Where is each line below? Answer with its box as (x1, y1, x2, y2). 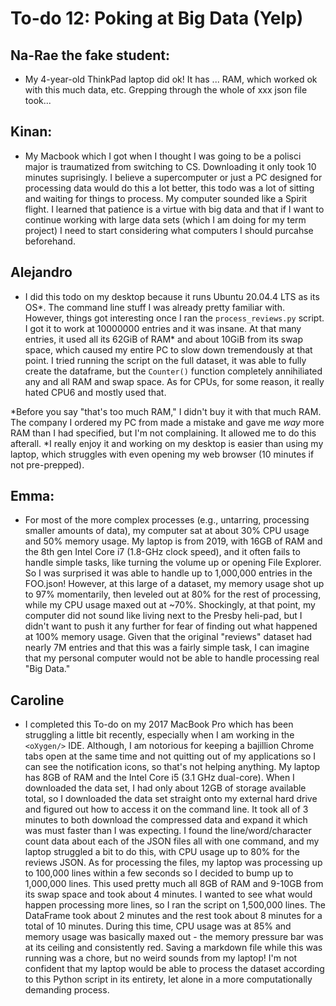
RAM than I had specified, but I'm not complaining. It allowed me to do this (10, 427, 317, 439)
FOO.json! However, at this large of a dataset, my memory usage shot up (24, 578, 325, 590)
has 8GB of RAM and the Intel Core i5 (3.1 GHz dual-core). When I (24, 772, 295, 784)
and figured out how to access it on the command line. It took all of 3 (24, 803, 309, 816)
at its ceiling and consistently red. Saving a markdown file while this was (24, 942, 323, 954)
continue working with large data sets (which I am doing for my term (24, 213, 307, 226)
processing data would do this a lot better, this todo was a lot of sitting (24, 182, 315, 194)
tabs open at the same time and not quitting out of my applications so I (24, 750, 317, 762)
